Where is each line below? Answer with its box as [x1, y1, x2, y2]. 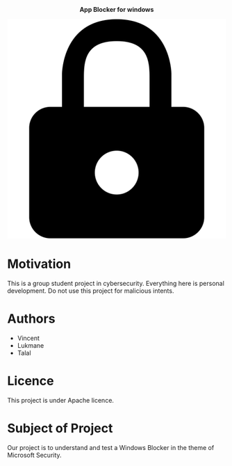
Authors [7, 311, 56, 327]
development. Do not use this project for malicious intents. [7, 287, 174, 295]
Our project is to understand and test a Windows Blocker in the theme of [7, 443, 215, 451]
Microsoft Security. [7, 451, 62, 459]
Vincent [17, 334, 40, 342]
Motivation [7, 256, 72, 272]
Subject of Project [7, 421, 113, 436]
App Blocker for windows [79, 6, 154, 13]
